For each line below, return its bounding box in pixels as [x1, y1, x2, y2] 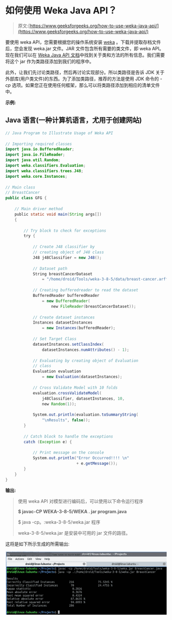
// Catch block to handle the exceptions [24, 434, 114, 439]
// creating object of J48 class [32, 250, 104, 255]
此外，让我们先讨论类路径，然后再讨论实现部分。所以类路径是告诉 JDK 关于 [5, 69, 165, 75]
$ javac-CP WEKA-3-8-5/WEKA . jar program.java [17, 508, 127, 514]
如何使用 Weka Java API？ [5, 5, 117, 16]
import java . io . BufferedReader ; [5, 147, 74, 152]
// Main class [5, 184, 36, 190]
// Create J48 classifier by [32, 245, 95, 250]
